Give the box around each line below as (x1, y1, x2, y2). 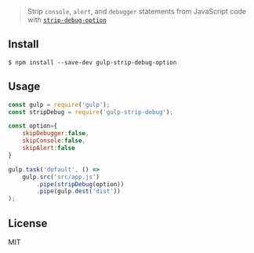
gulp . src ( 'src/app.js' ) (22, 173, 100, 181)
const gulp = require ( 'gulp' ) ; (8, 101, 111, 108)
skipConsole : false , (22, 137, 86, 145)
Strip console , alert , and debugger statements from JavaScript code (27, 7, 247, 16)
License (8, 216, 48, 230)
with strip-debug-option (27, 15, 107, 24)
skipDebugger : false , (22, 130, 89, 137)
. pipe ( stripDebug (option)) (36, 180, 125, 188)
